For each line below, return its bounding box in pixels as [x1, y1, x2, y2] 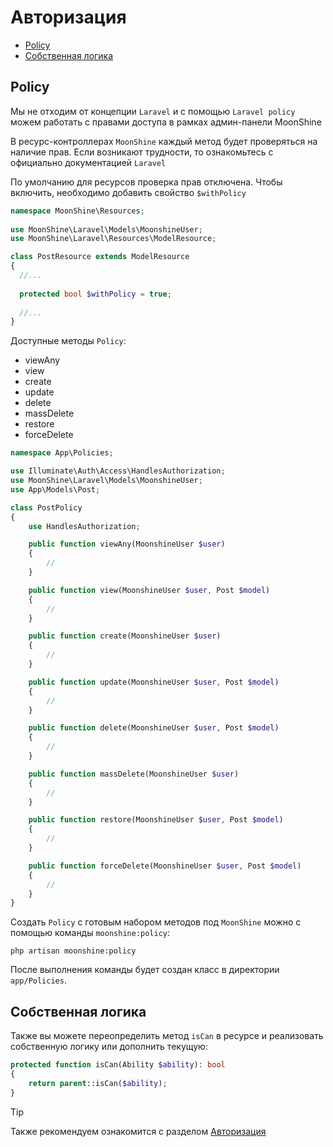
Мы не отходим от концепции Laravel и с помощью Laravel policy [10, 105, 296, 117]
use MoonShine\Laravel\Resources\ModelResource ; [10, 234, 217, 244]
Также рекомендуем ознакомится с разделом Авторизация [10, 1125, 267, 1137]
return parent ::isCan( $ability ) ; [28, 1078, 168, 1088]
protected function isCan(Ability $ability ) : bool [10, 1060, 226, 1070]
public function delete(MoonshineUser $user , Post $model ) [28, 723, 280, 733]
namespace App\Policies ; [10, 448, 114, 458]
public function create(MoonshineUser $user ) [28, 631, 222, 641]
